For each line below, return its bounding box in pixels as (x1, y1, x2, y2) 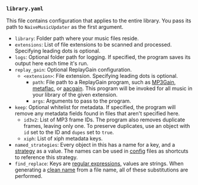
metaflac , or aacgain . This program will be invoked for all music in (32, 85, 193, 92)
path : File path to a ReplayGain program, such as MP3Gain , (32, 79, 176, 86)
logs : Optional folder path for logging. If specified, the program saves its (14, 54, 191, 61)
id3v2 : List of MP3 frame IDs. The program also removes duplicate (23, 116, 185, 123)
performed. (14, 173, 43, 180)
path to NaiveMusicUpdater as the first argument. (6, 24, 124, 31)
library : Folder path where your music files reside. (14, 35, 139, 42)
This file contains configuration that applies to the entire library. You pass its (6, 17, 191, 24)
